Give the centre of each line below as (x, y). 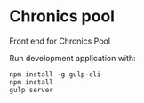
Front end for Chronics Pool (60, 41)
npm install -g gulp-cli (55, 74)
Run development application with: (72, 58)
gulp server (31, 90)
